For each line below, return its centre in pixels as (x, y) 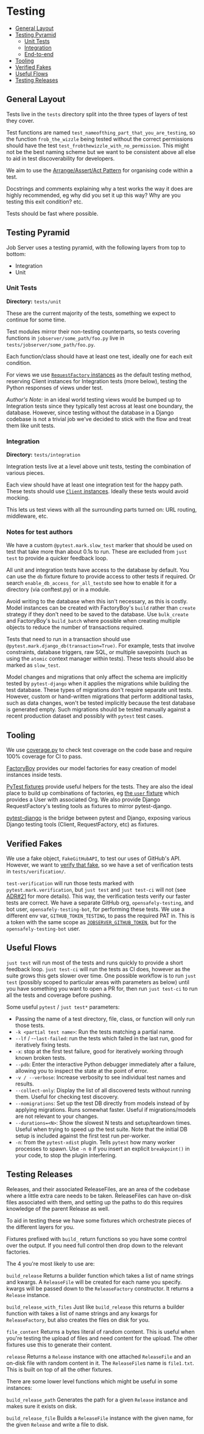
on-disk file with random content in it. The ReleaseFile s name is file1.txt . (100, 1363)
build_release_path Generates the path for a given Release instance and (97, 1399)
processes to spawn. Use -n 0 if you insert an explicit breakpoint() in (102, 1149)
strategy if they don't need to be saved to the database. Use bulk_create (97, 614)
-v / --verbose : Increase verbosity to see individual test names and (100, 1077)
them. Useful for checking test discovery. (67, 1097)
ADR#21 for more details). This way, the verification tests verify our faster (98, 896)
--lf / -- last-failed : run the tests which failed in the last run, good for (104, 1038)
